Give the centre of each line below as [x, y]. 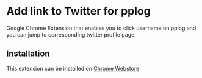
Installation [28, 54]
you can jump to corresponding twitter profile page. [71, 34]
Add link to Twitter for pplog [78, 11]
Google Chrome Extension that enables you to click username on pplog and [101, 28]
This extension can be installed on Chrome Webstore [73, 68]
